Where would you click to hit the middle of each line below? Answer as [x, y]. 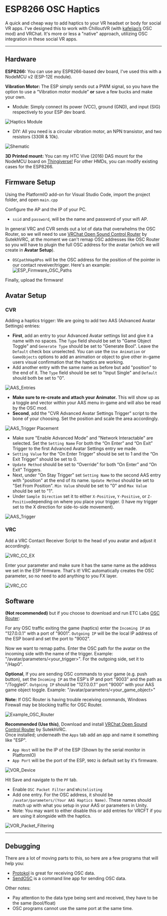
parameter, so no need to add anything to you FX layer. [61, 576]
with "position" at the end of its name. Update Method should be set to [83, 480]
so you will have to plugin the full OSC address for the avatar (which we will [82, 244]
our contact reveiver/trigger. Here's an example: [61, 265]
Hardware [21, 59]
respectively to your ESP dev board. [49, 112]
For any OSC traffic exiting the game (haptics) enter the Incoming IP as [78, 628]
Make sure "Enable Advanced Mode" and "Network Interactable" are [83, 438]
